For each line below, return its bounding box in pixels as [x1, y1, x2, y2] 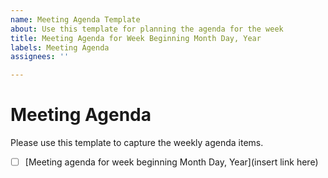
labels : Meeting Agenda [10, 42, 110, 53]
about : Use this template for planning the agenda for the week [10, 24, 284, 34]
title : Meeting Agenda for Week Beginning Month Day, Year [10, 33, 262, 43]
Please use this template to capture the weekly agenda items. [10, 137, 264, 149]
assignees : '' [10, 52, 70, 62]
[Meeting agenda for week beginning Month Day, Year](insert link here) [24, 156, 319, 168]
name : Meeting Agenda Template [10, 14, 141, 25]
